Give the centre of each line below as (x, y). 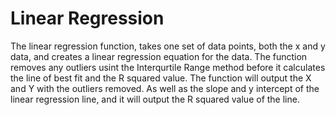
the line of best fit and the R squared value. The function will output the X (161, 78)
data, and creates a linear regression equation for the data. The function (159, 56)
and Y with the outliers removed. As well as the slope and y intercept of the (165, 88)
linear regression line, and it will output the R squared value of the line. (155, 99)
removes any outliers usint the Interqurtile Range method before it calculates (168, 67)
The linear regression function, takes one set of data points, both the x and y (168, 46)
